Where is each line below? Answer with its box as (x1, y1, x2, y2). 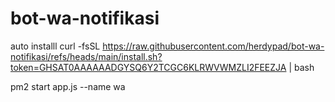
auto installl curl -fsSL (10, 40, 101, 52)
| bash (288, 61, 315, 73)
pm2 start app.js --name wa (10, 80, 126, 92)
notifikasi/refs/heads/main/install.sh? (10, 50, 163, 62)
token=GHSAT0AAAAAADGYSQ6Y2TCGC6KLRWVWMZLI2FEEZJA (10, 61, 287, 73)
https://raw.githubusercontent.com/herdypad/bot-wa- (102, 40, 325, 52)
